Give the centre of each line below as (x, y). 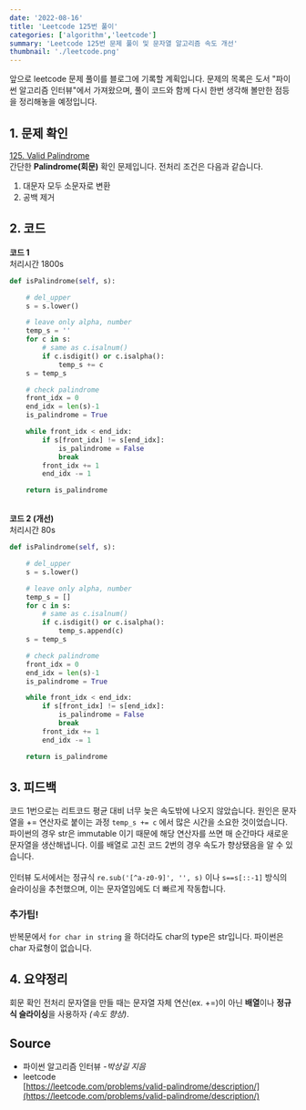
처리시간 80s (33, 530)
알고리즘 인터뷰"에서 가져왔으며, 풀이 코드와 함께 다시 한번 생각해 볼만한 (146, 90)
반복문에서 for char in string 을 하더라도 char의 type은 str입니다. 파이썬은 (147, 936)
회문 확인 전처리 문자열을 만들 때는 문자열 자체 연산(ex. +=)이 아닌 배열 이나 (142, 1002)
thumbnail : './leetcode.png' (65, 52)
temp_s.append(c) (91, 631)
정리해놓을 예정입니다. (58, 102)
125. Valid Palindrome (50, 155)
